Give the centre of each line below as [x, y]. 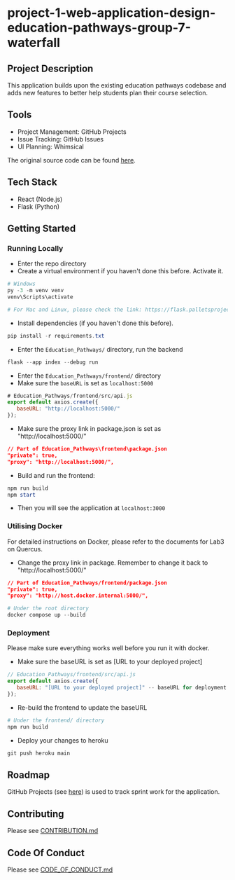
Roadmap [29, 775]
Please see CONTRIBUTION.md [53, 831]
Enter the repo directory [52, 263]
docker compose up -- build [47, 615]
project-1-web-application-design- [112, 13]
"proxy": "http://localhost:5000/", [60, 462]
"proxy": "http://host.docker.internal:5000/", [78, 596]
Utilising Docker [35, 526]
